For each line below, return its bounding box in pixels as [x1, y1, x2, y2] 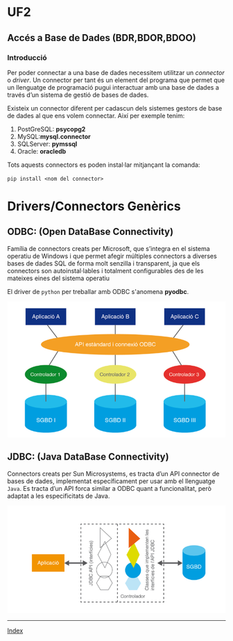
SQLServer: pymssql [17, 140, 78, 148]
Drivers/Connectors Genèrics [7, 199, 182, 214]
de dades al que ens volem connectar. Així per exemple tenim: [7, 111, 185, 120]
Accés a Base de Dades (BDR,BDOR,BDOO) [7, 32, 196, 44]
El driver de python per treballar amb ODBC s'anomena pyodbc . [7, 287, 189, 295]
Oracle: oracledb [17, 147, 67, 155]
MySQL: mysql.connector [17, 132, 92, 140]
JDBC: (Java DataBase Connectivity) [7, 451, 169, 463]
